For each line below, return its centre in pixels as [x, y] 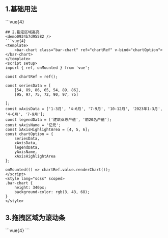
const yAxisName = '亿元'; [33, 125]
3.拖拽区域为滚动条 [35, 218]
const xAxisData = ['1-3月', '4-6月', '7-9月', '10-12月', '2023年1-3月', [84, 109]
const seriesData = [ [28, 86]
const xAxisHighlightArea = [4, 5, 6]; [48, 129]
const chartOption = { [29, 134]
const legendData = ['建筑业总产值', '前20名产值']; [59, 120]
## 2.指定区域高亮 [22, 32]
